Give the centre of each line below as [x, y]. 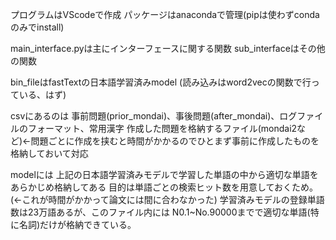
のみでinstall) [37, 27]
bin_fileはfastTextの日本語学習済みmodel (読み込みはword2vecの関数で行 [161, 82]
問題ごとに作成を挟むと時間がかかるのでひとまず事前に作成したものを [175, 141]
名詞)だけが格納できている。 [77, 224]
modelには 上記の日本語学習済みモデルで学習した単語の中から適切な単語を [164, 174]
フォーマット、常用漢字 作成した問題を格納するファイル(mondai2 [162, 128]
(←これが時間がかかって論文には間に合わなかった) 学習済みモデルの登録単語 [167, 199]
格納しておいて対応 [49, 153]
